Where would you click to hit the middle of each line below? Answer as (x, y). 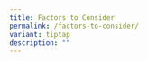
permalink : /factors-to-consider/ (74, 26)
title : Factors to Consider (62, 17)
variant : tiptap (40, 34)
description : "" (40, 43)
